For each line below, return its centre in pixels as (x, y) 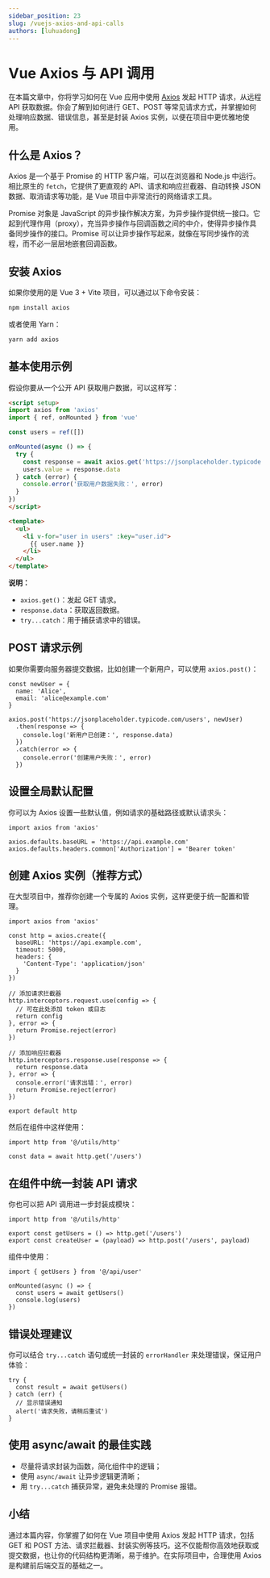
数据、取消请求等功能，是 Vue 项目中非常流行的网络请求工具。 (112, 196)
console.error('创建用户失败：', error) (87, 758)
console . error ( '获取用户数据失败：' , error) (93, 485)
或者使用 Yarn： (35, 324)
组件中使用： (29, 1257)
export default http (43, 1111)
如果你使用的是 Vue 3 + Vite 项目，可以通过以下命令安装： (105, 292)
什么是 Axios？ (46, 155)
